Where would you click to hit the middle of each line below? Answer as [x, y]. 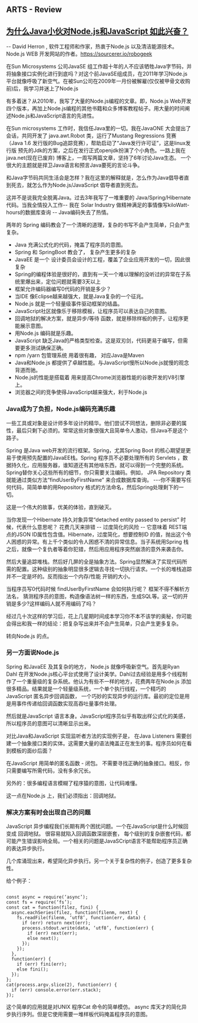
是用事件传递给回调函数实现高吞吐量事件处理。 [63, 703]
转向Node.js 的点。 [29, 636]
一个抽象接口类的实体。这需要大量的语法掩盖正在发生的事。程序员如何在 [99, 743]
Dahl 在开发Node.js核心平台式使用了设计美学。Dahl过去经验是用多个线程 [94, 674]
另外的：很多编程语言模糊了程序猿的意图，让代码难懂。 [73, 783]
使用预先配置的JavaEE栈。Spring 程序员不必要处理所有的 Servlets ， [100, 458]
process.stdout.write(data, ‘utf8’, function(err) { [88, 928]
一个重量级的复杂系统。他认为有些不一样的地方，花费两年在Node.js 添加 [104, 681]
